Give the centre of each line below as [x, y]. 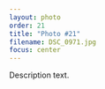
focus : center [35, 50]
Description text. [39, 75]
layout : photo [35, 17]
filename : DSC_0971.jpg [53, 42]
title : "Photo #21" [45, 33]
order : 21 [27, 26]
